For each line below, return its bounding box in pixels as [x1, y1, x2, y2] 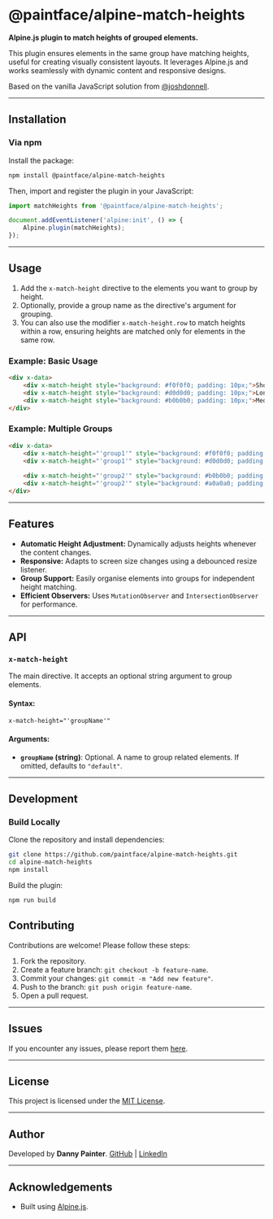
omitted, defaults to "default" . [19, 760, 123, 770]
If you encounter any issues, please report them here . [8, 1043, 188, 1053]
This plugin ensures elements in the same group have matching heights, [8, 48, 249, 58]
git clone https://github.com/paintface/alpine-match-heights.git [8, 851, 238, 859]
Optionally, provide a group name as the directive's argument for [19, 300, 237, 310]
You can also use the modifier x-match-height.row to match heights [19, 317, 246, 327]
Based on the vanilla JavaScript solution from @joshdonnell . [8, 81, 210, 91]
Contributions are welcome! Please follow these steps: [8, 940, 191, 950]
